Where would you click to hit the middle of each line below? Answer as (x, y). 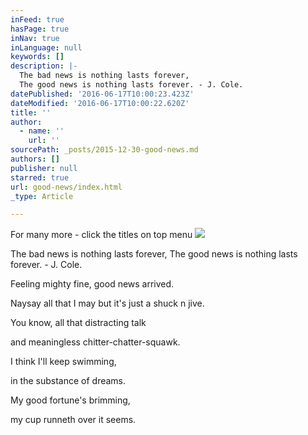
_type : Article (42, 196)
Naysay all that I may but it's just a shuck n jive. (107, 303)
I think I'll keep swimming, (63, 362)
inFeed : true (37, 19)
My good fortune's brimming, (70, 400)
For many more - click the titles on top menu (101, 235)
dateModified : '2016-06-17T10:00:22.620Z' (100, 103)
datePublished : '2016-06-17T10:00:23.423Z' (102, 94)
